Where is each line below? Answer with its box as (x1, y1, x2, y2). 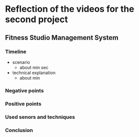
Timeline (5, 48, 27, 55)
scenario (12, 59, 30, 65)
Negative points (5, 87, 44, 94)
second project (5, 14, 68, 25)
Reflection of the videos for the (5, 3, 135, 15)
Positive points (5, 100, 42, 107)
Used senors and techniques (5, 113, 75, 120)
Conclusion (5, 127, 33, 134)
